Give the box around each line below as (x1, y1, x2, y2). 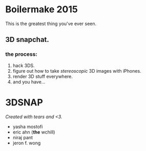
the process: (5, 51, 37, 58)
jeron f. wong (12, 140, 41, 146)
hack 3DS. (12, 62, 35, 69)
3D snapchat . (5, 35, 50, 44)
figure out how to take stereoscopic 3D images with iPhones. (12, 68, 142, 74)
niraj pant (12, 134, 33, 140)
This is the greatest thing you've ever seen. (5, 20, 97, 27)
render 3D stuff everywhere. (12, 73, 73, 79)
